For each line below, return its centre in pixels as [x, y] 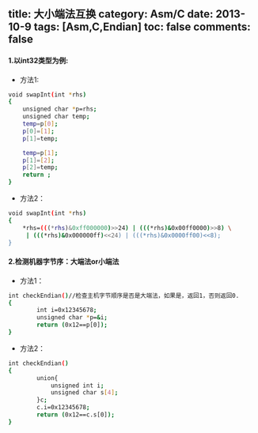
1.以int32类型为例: [38, 60]
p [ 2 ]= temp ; [40, 168]
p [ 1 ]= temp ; [40, 138]
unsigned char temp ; [56, 117]
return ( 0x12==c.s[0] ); [76, 415]
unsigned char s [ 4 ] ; [84, 393]
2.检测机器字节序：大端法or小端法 [64, 262]
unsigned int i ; [77, 386]
